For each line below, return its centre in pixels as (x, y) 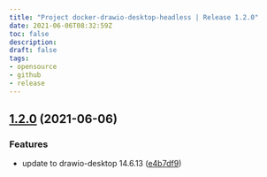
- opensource (33, 67)
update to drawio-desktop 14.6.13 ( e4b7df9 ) (102, 164)
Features (29, 144)
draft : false (33, 50)
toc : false (29, 34)
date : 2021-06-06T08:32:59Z (61, 26)
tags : (19, 58)
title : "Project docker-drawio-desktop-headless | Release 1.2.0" (134, 17)
